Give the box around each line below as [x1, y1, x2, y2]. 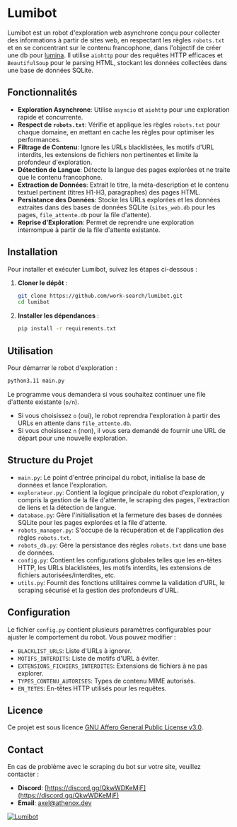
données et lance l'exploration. [17, 480, 108, 489]
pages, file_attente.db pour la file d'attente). [17, 210, 152, 219]
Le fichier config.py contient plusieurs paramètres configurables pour [7, 625, 212, 634]
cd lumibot [17, 299, 50, 306]
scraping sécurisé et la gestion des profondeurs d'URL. [17, 586, 179, 594]
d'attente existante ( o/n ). [7, 398, 79, 406]
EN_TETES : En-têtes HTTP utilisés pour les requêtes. [17, 684, 167, 693]
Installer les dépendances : [17, 311, 99, 320]
